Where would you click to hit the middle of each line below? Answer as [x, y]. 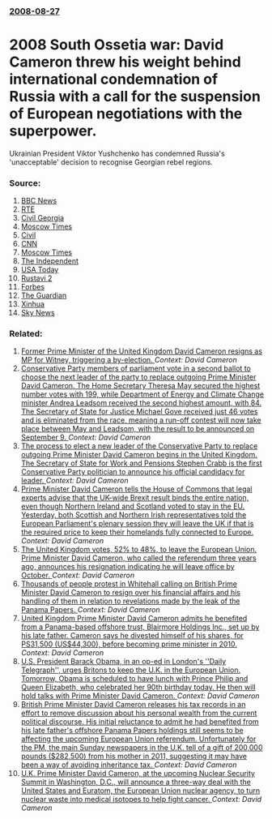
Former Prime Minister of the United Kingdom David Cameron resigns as [141, 351]
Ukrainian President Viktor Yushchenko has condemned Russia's [117, 153]
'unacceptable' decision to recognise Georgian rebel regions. [111, 162]
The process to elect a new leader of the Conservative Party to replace [139, 446]
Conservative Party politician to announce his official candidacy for [133, 472]
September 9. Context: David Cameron [86, 437]
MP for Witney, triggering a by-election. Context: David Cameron [129, 360]
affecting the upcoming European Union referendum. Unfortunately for [138, 739]
